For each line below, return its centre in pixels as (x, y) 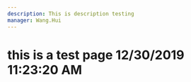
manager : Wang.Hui (34, 20)
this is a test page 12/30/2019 (96, 55)
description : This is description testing (71, 14)
